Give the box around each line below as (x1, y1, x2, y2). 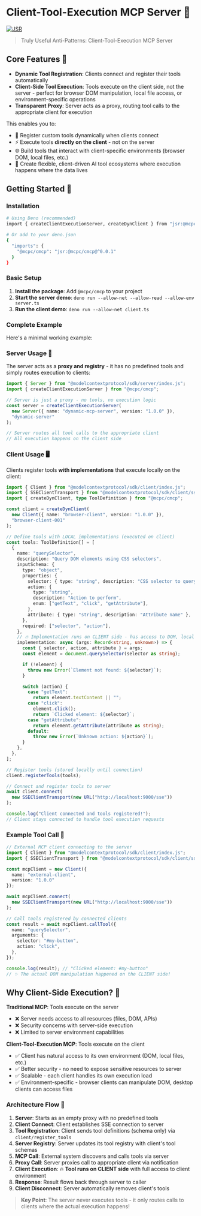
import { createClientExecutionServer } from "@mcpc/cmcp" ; (6, 386, 160, 392)
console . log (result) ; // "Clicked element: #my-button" (6, 965, 148, 971)
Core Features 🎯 (6, 54, 68, 65)
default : (28, 728, 50, 734)
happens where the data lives (14, 166, 88, 173)
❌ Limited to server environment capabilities (14, 1028, 124, 1036)
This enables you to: (6, 120, 56, 127)
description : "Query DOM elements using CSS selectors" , (17, 556, 162, 562)
